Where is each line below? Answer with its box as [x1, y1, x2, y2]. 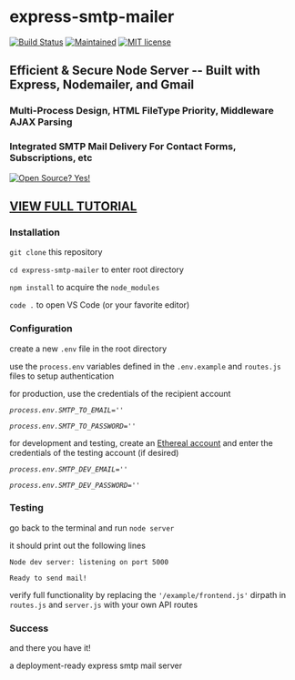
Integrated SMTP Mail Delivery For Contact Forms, [9, 140, 237, 153]
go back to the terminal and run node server [9, 522, 175, 533]
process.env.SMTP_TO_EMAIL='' [9, 405, 125, 415]
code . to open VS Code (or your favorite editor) [9, 299, 190, 310]
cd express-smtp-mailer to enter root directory [9, 264, 185, 275]
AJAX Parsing [9, 116, 73, 128]
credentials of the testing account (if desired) [9, 447, 179, 458]
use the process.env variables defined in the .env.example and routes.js [9, 360, 281, 371]
